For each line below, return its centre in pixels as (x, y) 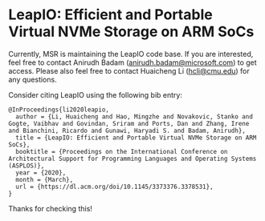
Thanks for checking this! (50, 208)
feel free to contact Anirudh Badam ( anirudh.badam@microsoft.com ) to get (132, 62)
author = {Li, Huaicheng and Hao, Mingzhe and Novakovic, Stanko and (134, 117)
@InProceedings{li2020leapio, (59, 110)
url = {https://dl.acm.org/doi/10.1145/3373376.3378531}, (115, 187)
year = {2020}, (41, 173)
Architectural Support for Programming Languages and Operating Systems (132, 159)
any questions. (33, 79)
